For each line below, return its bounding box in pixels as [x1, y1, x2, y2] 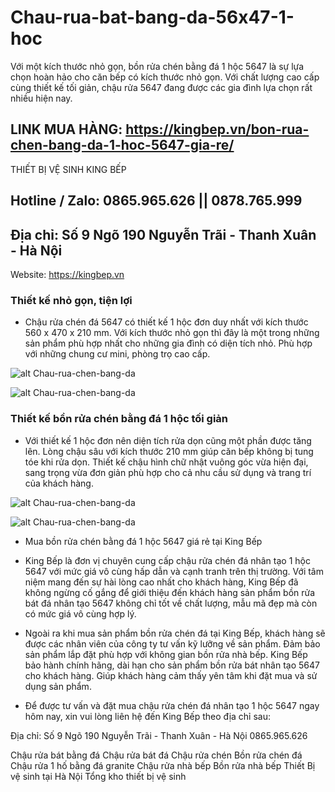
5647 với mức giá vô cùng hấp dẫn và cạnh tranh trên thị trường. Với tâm [24, 565, 324, 577]
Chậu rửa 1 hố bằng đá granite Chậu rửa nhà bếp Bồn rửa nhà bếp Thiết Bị [10, 759, 316, 771]
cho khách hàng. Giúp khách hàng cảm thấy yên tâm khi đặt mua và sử [24, 669, 318, 681]
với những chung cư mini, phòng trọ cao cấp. [24, 348, 211, 360]
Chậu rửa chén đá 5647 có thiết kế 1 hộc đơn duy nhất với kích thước [24, 316, 309, 328]
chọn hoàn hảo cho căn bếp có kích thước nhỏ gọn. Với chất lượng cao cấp [10, 71, 320, 83]
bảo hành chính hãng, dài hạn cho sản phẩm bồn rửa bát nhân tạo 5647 [24, 659, 320, 671]
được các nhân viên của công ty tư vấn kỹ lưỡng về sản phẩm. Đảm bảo [24, 637, 321, 650]
